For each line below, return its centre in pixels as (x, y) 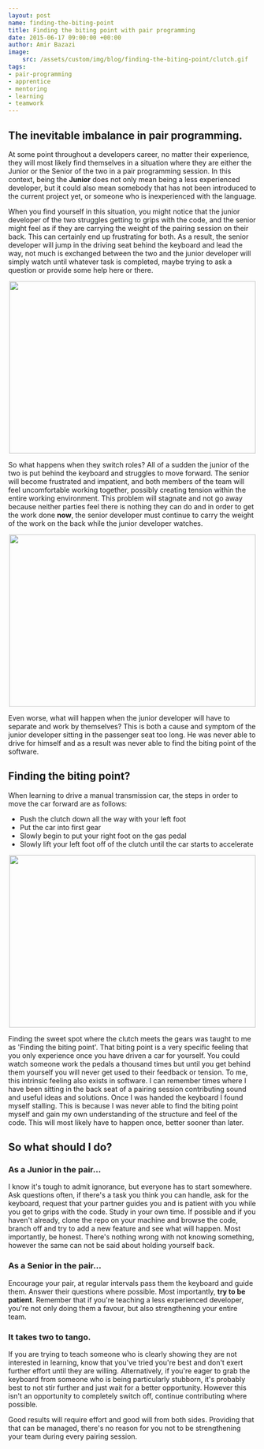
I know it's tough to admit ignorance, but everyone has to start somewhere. (130, 1186)
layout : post (30, 15)
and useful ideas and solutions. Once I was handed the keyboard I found (126, 1097)
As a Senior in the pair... (55, 1266)
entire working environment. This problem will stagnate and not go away (125, 498)
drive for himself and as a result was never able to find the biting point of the (132, 743)
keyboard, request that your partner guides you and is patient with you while (132, 1204)
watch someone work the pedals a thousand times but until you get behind (129, 1063)
